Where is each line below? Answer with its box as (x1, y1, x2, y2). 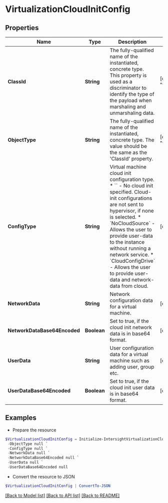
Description (118, 39, 146, 45)
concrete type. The (109, 136, 154, 143)
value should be (109, 143, 147, 149)
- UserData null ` (7, 460, 43, 465)
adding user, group (109, 364, 154, 370)
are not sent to (109, 201, 144, 208)
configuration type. (109, 176, 155, 183)
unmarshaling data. (109, 109, 155, 116)
